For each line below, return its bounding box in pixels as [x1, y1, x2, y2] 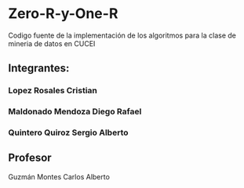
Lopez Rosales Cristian [8, 85, 98, 96]
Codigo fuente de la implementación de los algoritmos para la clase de [8, 31, 237, 40]
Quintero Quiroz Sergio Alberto [8, 127, 129, 138]
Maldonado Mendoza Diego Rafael [8, 107, 142, 117]
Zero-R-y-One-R [8, 5, 118, 23]
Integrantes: [8, 62, 70, 75]
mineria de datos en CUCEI [8, 38, 96, 48]
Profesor [8, 151, 53, 164]
